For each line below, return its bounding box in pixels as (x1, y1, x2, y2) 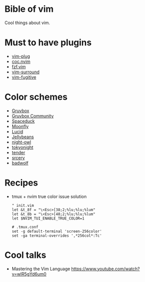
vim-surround (11, 69, 40, 75)
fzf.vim (11, 63, 26, 69)
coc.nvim (11, 58, 30, 64)
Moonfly (11, 123, 29, 129)
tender (11, 149, 25, 156)
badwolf (11, 160, 29, 166)
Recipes (4, 177, 38, 188)
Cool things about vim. (4, 20, 50, 26)
